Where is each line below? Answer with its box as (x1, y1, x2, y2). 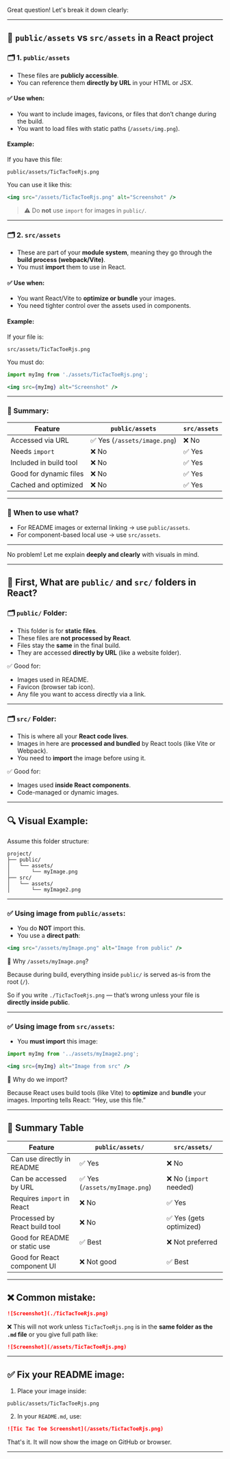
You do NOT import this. (16, 924, 86, 932)
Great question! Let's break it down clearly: (7, 6, 129, 14)
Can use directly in (10, 1154, 71, 1163)
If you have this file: (7, 156, 63, 164)
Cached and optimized (10, 480, 84, 490)
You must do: (7, 358, 44, 366)
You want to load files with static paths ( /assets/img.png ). (16, 124, 180, 132)
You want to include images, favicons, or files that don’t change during (16, 110, 217, 118)
